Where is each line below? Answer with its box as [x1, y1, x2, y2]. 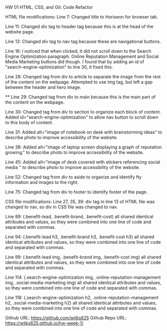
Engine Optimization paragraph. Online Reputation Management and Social [5, 53, 159, 59]
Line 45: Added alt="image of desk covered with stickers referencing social [5, 159, 161, 165]
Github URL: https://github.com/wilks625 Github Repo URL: [5, 315, 127, 321]
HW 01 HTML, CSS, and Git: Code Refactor [5, 4, 93, 10]
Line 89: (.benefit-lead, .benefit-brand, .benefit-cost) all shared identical [5, 214, 154, 219]
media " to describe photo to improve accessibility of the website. [5, 165, 141, 170]
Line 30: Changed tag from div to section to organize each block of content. [5, 109, 161, 115]
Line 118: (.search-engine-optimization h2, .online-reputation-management [5, 295, 159, 301]
